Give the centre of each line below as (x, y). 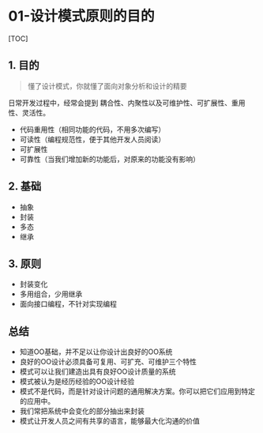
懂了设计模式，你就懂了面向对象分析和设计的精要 (107, 86)
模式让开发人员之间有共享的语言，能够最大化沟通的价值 (109, 421)
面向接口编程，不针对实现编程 (68, 304)
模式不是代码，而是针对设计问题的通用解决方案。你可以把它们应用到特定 (137, 391)
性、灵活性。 (29, 112)
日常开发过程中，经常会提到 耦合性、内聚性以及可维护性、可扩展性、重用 (127, 103)
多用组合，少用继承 (51, 294)
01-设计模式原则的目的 (82, 16)
